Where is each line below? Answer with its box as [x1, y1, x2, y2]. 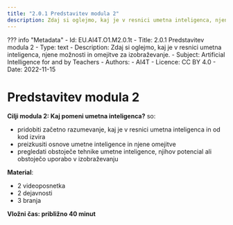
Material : [7, 168, 34, 177]
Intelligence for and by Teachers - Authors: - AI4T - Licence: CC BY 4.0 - [7, 57, 216, 66]
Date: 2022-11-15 [7, 65, 56, 73]
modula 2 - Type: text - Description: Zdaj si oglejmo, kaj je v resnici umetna [7, 43, 222, 51]
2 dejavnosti [17, 189, 53, 197]
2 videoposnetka [17, 181, 66, 190]
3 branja [17, 197, 42, 205]
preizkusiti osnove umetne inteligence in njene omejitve [17, 140, 177, 149]
